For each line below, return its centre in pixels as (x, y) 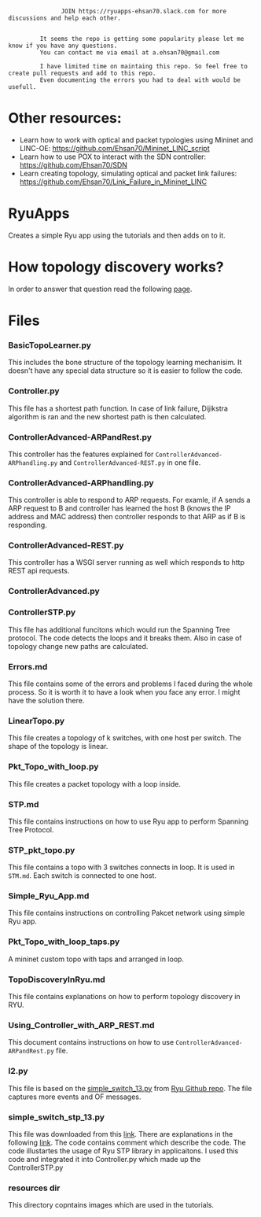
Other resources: (65, 118)
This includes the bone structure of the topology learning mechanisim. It (125, 363)
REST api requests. (39, 571)
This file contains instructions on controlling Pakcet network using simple (127, 913)
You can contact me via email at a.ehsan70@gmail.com (130, 53)
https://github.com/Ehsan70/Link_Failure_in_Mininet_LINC (113, 182)
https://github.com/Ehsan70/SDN (74, 164)
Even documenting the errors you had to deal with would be (140, 80)
